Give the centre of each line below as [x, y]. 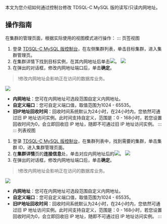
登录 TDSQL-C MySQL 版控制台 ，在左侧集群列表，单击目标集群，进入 [85, 49]
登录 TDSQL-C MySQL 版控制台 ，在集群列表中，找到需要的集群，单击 [85, 141]
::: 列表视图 [24, 130]
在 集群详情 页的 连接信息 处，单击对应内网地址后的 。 [68, 154]
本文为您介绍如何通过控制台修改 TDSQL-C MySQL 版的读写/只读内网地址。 [83, 7]
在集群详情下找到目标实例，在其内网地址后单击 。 [66, 61]
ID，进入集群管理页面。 [43, 147]
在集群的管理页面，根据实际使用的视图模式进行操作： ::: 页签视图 [72, 38]
